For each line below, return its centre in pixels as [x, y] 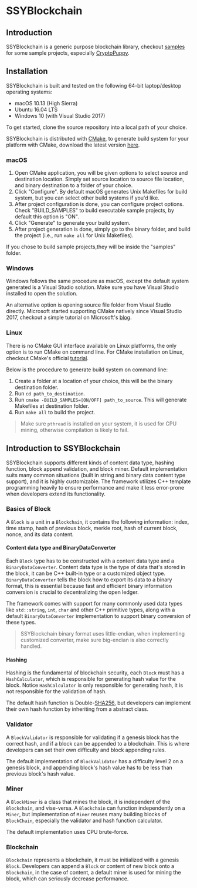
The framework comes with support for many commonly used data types [94, 604]
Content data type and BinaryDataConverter [61, 548]
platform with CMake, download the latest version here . [73, 145]
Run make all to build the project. [55, 412]
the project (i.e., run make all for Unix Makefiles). [74, 235]
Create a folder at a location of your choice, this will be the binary [94, 381]
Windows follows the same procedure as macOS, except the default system [98, 281]
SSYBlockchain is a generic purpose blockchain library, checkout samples [96, 46]
